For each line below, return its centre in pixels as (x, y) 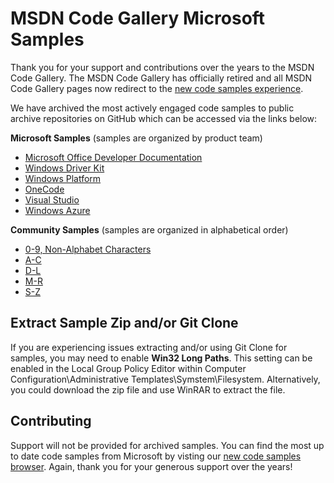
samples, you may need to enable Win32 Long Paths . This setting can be (161, 358)
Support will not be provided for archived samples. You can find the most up (167, 445)
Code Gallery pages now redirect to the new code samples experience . (157, 88)
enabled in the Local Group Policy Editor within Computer (128, 368)
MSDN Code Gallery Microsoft (138, 18)
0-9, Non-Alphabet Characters (88, 249)
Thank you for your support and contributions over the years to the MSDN (162, 67)
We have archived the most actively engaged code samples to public (152, 108)
